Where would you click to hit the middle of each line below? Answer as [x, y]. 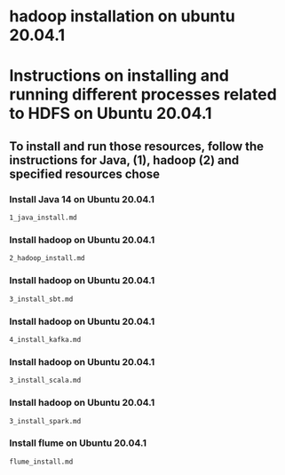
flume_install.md [41, 462]
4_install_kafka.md [45, 339]
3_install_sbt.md [41, 299]
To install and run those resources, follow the [137, 146]
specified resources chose [84, 174]
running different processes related [143, 95]
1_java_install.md [43, 218]
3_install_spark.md [45, 421]
